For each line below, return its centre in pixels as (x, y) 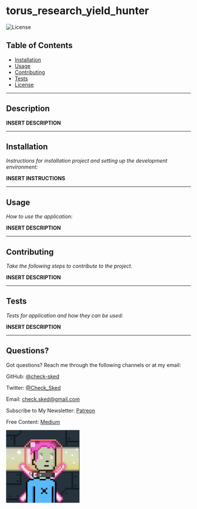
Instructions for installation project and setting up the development (87, 161)
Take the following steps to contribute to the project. (69, 266)
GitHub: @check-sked (33, 376)
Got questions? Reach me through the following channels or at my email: (94, 365)
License (24, 85)
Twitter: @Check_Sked (33, 387)
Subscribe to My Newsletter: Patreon (51, 410)
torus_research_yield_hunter (78, 11)
